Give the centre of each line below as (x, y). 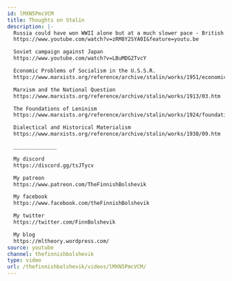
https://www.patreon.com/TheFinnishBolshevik (80, 184)
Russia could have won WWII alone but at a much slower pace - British (119, 33)
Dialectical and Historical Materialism (72, 128)
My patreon (29, 178)
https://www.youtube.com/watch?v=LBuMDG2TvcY (80, 58)
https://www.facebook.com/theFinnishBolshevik (81, 203)
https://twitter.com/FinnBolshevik (65, 222)
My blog (25, 235)
